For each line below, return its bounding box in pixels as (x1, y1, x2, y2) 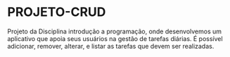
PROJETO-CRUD (7, 4, 106, 20)
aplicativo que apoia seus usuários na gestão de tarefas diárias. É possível (7, 34, 223, 42)
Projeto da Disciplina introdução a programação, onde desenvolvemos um (7, 27, 222, 35)
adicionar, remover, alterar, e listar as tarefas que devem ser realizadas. (7, 42, 215, 50)
